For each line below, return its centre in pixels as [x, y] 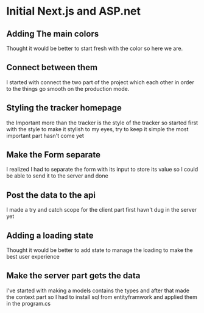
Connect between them [52, 67]
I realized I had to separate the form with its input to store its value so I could [102, 170]
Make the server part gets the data [73, 276]
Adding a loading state [50, 235]
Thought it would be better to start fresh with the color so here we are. [95, 48]
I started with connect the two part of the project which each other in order [100, 82]
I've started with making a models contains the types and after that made [98, 290]
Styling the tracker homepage [64, 108]
